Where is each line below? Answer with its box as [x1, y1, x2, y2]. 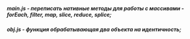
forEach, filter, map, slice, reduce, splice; [7, 11, 112, 18]
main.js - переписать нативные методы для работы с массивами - [7, 5, 185, 12]
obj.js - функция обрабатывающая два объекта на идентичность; [7, 25, 182, 32]
